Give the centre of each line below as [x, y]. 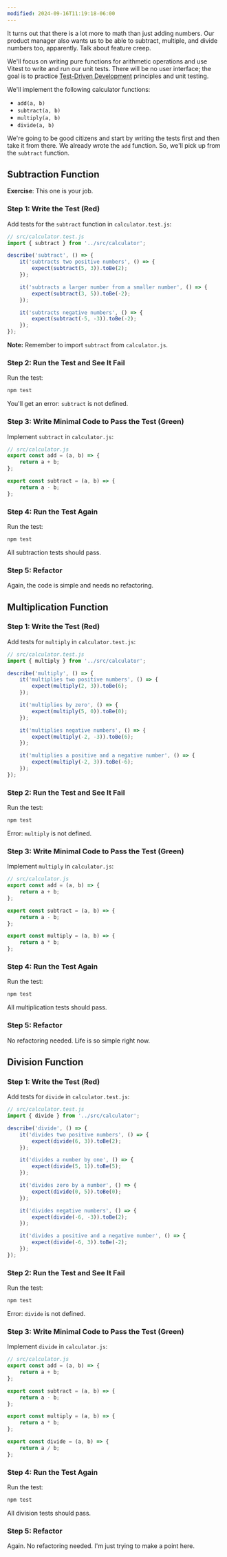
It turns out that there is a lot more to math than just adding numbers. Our [111, 33]
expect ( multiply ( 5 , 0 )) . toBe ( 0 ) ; [80, 711]
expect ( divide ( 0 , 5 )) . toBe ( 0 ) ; [77, 1192]
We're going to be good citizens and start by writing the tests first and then [113, 138]
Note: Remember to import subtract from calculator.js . [88, 345]
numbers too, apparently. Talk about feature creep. [79, 48]
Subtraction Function [53, 174]
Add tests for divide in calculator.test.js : [68, 1097]
